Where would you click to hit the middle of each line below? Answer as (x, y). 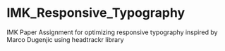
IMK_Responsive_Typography (96, 13)
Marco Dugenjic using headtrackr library (65, 39)
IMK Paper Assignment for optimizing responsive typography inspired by (112, 32)
